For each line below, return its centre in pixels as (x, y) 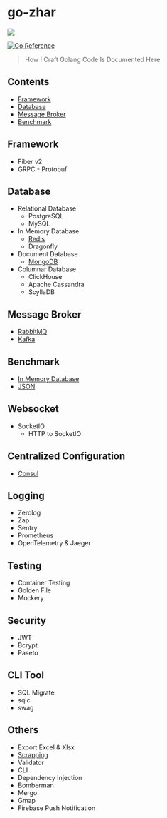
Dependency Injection (50, 777)
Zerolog (29, 513)
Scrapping (33, 754)
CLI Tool (26, 675)
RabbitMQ (32, 332)
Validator (31, 762)
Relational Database (47, 208)
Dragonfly (43, 246)
